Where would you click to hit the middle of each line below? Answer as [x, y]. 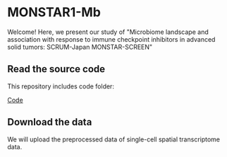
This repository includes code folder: [61, 86]
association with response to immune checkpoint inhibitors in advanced [111, 39]
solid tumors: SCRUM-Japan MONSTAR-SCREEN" [80, 47]
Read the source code [56, 69]
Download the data [50, 122]
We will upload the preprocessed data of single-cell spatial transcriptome [114, 139]
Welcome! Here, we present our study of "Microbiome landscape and [108, 32]
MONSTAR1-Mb [54, 12]
